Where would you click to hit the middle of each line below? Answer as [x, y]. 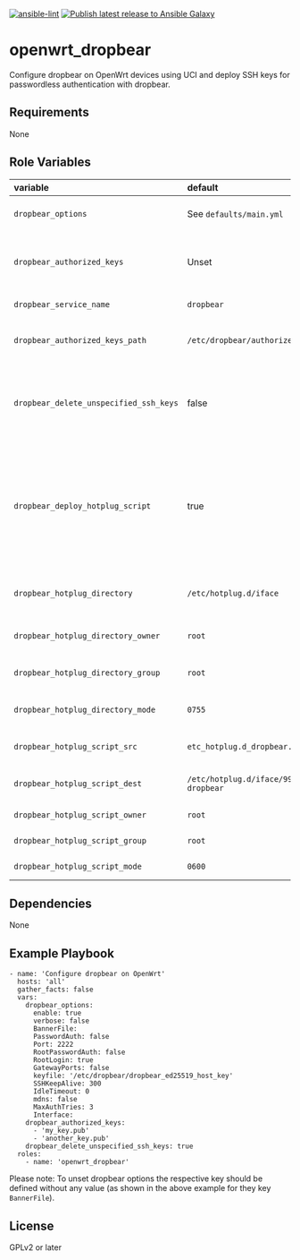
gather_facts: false [55, 990]
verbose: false [61, 1021]
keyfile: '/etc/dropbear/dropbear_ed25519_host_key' [133, 1076]
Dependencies [50, 903]
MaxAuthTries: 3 [63, 1107]
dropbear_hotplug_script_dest [78, 783]
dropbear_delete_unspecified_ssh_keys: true [109, 1146]
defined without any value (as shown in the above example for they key [140, 1188]
